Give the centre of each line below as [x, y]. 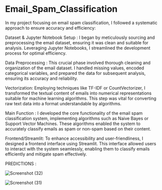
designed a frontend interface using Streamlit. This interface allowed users [81, 143]
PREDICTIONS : [21, 163]
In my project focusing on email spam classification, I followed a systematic [81, 23]
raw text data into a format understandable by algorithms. [63, 103]
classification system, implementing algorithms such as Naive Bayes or [77, 118]
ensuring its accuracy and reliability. [42, 78]
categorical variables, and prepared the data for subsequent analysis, [75, 73]
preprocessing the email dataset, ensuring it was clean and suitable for [77, 42]
